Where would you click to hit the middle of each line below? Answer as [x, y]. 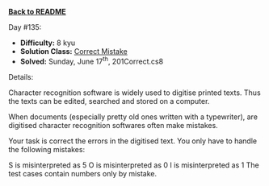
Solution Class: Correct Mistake [74, 51]
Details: [21, 76]
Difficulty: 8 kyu [48, 43]
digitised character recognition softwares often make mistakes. [113, 125]
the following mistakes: [47, 149]
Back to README [37, 12]
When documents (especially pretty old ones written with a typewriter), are [133, 117]
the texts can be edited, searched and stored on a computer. [109, 101]
